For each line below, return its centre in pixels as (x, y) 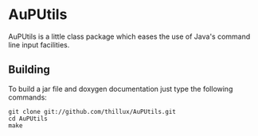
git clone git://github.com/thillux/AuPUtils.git (92, 111)
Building (29, 70)
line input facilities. (39, 44)
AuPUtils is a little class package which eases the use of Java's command (129, 36)
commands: (28, 97)
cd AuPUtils (28, 119)
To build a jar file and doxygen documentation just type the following (121, 89)
